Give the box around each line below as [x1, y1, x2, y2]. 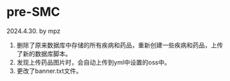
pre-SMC [6, 4, 60, 20]
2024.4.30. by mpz [6, 27, 61, 35]
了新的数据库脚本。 [16, 49, 72, 58]
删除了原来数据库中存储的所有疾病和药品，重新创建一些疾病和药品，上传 [16, 40, 223, 49]
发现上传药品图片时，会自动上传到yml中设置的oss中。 [16, 58, 171, 66]
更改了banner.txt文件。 [16, 67, 82, 75]
